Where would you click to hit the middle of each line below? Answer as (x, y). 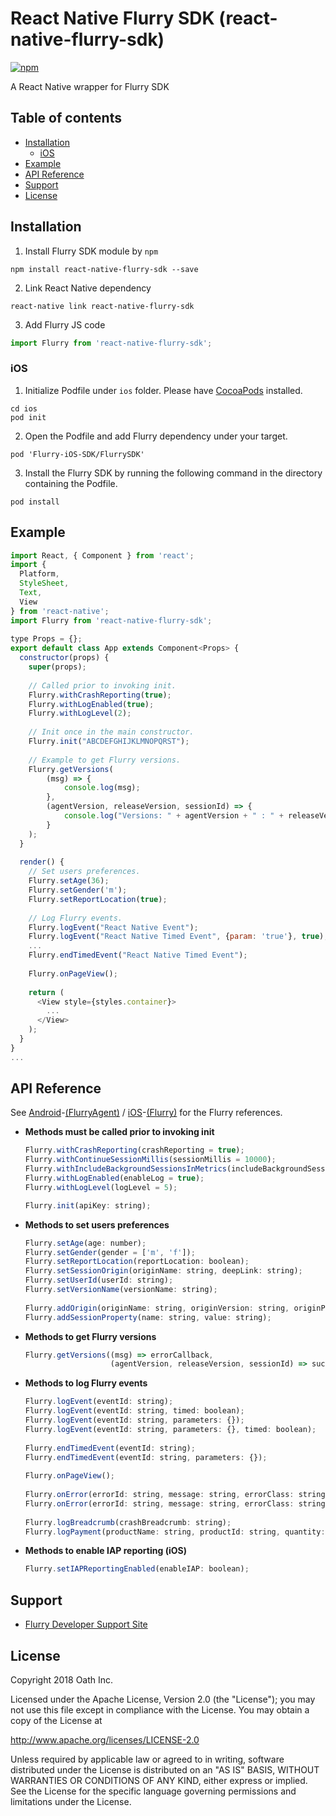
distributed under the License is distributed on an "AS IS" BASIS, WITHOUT (165, 1769)
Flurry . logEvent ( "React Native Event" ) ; (113, 927)
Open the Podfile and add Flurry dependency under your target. (156, 436)
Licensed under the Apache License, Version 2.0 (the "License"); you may (163, 1699)
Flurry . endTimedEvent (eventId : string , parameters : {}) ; (146, 1457)
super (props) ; (57, 667)
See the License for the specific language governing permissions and (153, 1791)
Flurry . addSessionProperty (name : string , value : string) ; (148, 1317)
